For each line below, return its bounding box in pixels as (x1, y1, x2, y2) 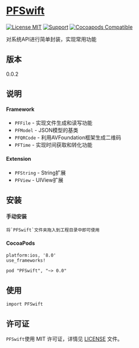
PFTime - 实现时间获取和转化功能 (14, 141, 93, 148)
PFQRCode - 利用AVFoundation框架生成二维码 (14, 134, 121, 141)
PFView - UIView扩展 (14, 176, 63, 183)
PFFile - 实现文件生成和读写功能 (14, 119, 93, 127)
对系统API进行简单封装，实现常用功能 (6, 35, 97, 42)
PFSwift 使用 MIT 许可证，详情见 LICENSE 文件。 (6, 335, 123, 342)
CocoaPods (6, 239, 35, 246)
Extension (6, 155, 31, 162)
